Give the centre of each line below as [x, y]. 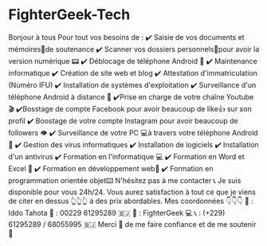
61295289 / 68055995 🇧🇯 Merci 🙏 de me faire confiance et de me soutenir [132, 224]
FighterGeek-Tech [69, 15]
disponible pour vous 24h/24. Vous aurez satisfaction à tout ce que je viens [132, 192]
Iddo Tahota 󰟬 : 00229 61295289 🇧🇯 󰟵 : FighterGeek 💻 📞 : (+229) [117, 213]
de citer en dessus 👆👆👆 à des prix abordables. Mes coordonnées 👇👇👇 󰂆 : [131, 201]
